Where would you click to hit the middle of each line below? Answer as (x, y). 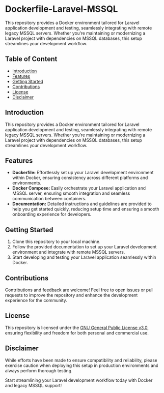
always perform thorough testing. (39, 370)
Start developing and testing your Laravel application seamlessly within (84, 257)
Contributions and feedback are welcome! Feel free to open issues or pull (79, 290)
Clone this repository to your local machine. (56, 242)
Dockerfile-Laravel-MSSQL (62, 9)
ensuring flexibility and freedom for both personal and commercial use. (77, 333)
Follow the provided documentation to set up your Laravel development (84, 247)
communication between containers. (49, 199)
